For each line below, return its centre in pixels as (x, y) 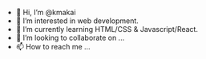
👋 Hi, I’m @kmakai (46, 12)
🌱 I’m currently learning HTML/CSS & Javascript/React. (107, 29)
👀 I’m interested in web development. (77, 21)
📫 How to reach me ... (53, 47)
